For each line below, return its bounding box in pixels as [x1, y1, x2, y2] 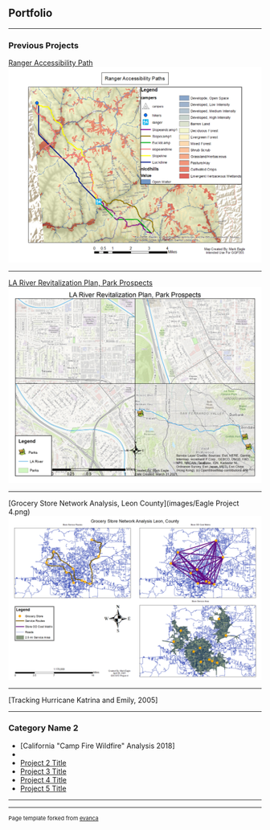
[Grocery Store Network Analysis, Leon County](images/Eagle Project [8, 498, 239, 508]
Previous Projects [8, 39, 79, 51]
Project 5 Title [19, 783, 67, 793]
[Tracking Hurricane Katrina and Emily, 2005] [8, 695, 158, 705]
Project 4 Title [19, 775, 67, 784]
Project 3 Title [19, 767, 67, 776]
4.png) [8, 506, 31, 517]
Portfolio [8, 6, 53, 20]
